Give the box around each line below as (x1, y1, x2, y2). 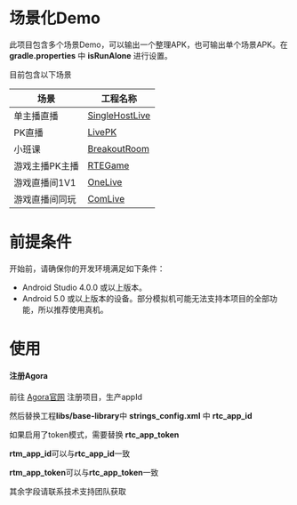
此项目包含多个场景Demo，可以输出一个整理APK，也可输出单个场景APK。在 (9, 39, 288, 50)
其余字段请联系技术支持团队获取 (9, 486, 126, 497)
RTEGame (87, 159, 130, 172)
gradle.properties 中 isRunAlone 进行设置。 (9, 50, 173, 60)
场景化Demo (9, 8, 100, 28)
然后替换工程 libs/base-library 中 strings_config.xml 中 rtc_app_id (9, 411, 253, 421)
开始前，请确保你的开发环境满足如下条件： (9, 263, 165, 274)
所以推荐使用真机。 (37, 304, 108, 315)
